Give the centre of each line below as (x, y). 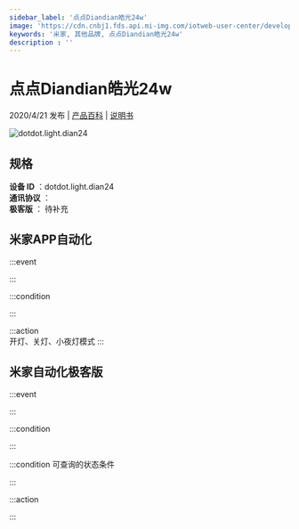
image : (21, 26)
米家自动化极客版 (56, 372)
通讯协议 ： (30, 198)
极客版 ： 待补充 (39, 209)
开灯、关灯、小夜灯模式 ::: (57, 341)
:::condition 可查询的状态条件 (62, 464)
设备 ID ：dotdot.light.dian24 (62, 187)
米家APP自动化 (50, 240)
